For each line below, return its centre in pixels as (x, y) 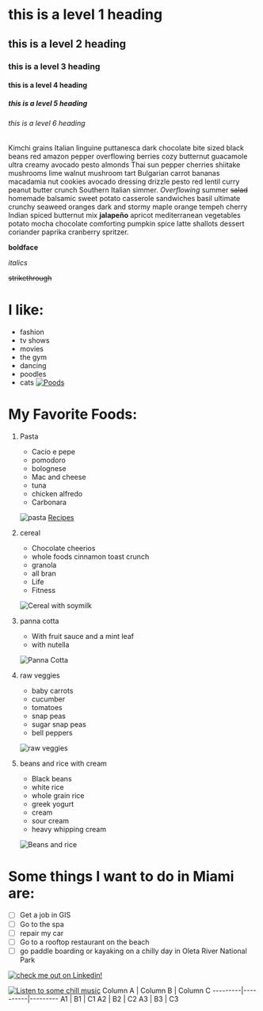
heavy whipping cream (69, 829)
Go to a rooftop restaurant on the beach (84, 942)
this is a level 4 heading (48, 86)
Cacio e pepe (53, 451)
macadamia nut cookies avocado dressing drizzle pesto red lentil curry (124, 181)
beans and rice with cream (63, 763)
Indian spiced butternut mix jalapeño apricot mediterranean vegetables (125, 215)
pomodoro (48, 460)
